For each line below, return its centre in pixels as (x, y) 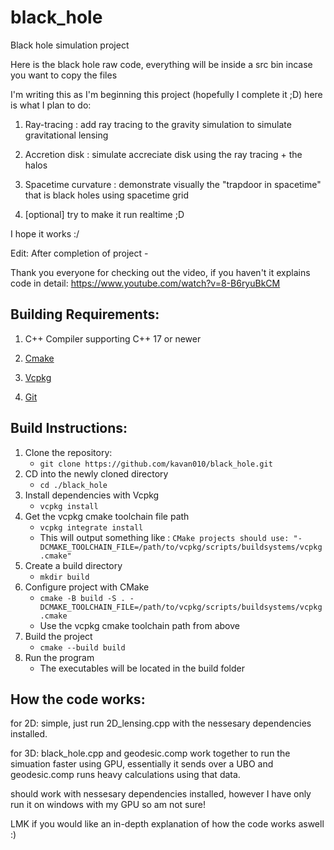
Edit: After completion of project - (79, 253)
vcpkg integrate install (91, 527)
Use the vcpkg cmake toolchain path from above (139, 625)
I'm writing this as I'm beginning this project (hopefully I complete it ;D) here (166, 94)
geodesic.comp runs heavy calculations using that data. (125, 775)
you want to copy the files (64, 75)
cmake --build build (82, 647)
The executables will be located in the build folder (142, 668)
